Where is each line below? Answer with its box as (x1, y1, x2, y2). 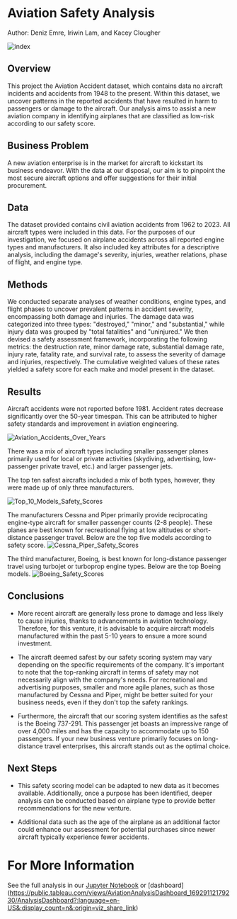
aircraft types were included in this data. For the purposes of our (7, 228, 196, 237)
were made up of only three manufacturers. (7, 483, 134, 492)
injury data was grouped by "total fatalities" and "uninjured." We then (7, 327, 209, 336)
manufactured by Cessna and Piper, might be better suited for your (17, 690, 214, 699)
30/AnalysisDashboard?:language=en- (7, 896, 120, 904)
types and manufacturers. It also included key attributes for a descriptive (7, 243, 219, 252)
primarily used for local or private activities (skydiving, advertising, (7, 455, 202, 463)
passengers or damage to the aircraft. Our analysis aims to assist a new (7, 104, 216, 113)
